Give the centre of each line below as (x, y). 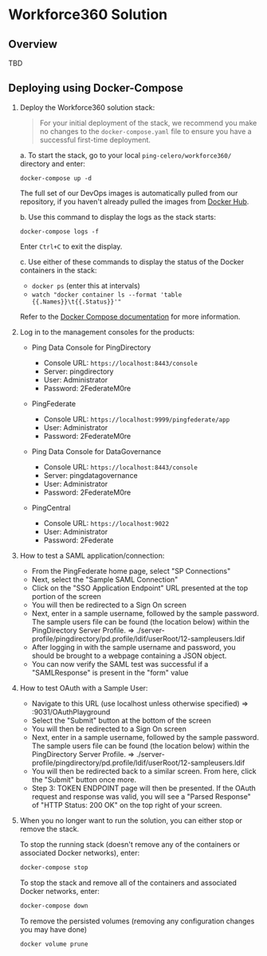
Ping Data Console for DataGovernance (96, 451)
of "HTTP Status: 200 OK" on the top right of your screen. (127, 805)
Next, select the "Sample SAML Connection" (105, 579)
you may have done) (53, 929)
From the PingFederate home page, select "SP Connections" (131, 570)
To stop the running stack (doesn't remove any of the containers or (130, 844)
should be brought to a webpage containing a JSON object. (129, 656)
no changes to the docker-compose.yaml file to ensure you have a (146, 131)
